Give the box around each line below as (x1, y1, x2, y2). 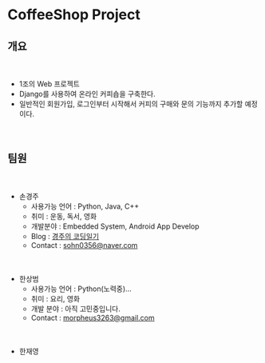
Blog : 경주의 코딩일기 (30, 231, 100, 241)
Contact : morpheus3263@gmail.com (30, 313, 155, 322)
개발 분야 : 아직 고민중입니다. (30, 304, 121, 313)
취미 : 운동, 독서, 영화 (30, 211, 97, 221)
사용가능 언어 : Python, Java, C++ (30, 201, 140, 211)
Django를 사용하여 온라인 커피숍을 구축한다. (18, 90, 156, 98)
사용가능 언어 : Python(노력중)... (30, 284, 132, 293)
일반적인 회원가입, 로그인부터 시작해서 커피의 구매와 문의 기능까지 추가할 (18, 99, 243, 109)
